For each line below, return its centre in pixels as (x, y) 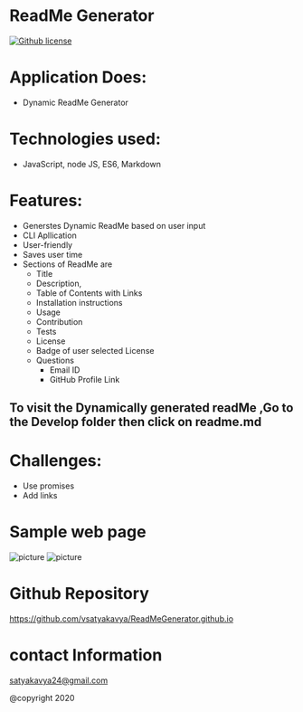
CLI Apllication (49, 235)
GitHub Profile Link (85, 379)
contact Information (86, 655)
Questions (55, 360)
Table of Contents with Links (89, 293)
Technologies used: (85, 139)
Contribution (59, 321)
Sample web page (78, 532)
